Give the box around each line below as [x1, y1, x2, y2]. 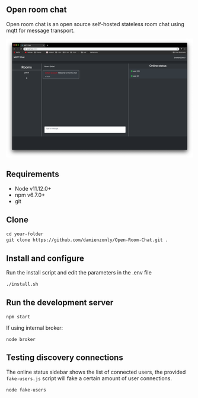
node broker [6, 336, 36, 342]
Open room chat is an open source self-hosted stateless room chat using [6, 20, 185, 27]
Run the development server [6, 297, 114, 308]
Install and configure [6, 253, 84, 263]
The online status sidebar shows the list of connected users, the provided [6, 368, 186, 375]
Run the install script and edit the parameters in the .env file [6, 269, 152, 276]
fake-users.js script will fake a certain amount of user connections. [6, 374, 173, 382]
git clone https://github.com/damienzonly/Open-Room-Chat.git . [6, 237, 168, 243]
